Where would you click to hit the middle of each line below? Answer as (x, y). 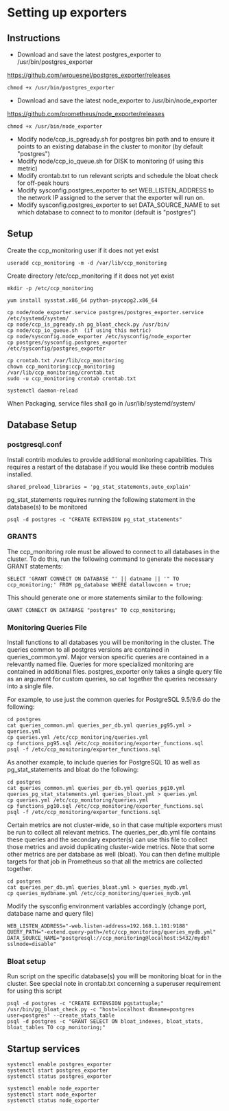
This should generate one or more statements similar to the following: (105, 597)
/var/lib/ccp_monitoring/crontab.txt (61, 373)
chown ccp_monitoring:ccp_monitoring (61, 366)
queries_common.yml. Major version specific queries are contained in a (108, 657)
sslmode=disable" (32, 944)
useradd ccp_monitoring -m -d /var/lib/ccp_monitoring (87, 263)
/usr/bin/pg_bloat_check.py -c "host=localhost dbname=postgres (101, 1010)
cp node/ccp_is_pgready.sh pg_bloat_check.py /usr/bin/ (88, 324)
